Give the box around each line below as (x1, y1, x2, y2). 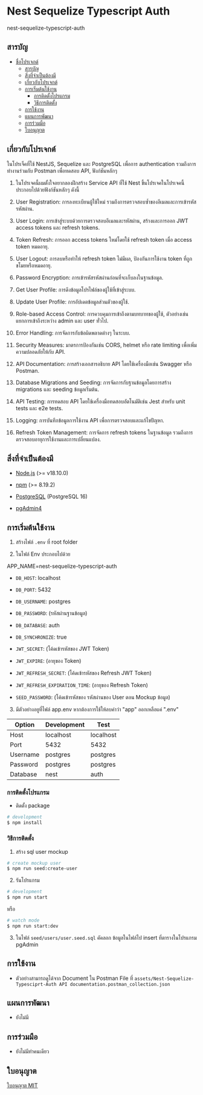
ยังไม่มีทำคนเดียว (15, 1048, 50, 1055)
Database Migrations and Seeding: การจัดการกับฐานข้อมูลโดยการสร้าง (15, 379, 172, 386)
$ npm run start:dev (7, 923, 59, 929)
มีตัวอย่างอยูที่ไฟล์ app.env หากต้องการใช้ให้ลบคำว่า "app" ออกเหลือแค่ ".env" (15, 706, 179, 713)
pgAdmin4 (15, 505, 42, 512)
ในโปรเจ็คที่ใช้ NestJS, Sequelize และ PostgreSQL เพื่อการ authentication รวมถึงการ (7, 160, 196, 167)
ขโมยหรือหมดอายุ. (15, 262, 52, 269)
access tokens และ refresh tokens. (15, 224, 100, 231)
